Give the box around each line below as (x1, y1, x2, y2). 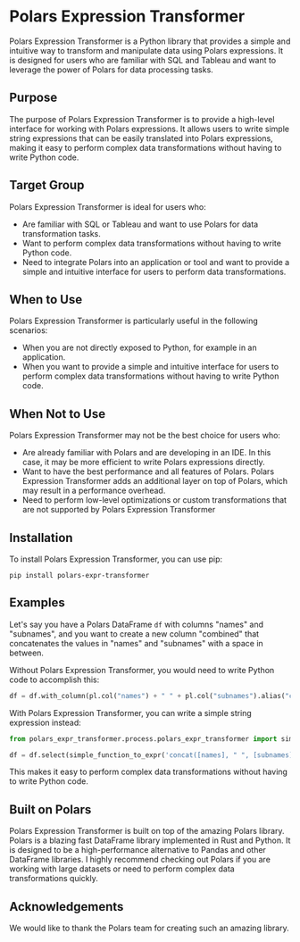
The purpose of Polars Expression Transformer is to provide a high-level (9, 113, 275, 124)
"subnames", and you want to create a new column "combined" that (9, 628, 260, 639)
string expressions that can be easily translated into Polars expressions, (9, 132, 274, 144)
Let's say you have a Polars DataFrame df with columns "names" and (9, 619, 264, 629)
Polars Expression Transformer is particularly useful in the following (9, 315, 259, 327)
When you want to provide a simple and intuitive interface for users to (21, 362, 279, 372)
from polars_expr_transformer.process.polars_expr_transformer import (9, 734, 278, 743)
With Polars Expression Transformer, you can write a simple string (9, 707, 252, 718)
